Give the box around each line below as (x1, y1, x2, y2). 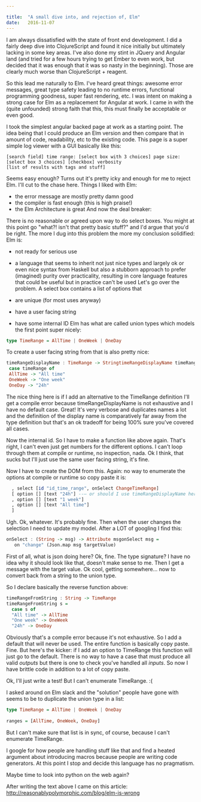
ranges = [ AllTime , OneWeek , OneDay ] (6, 717, 100, 724)
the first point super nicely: (14, 326, 82, 333)
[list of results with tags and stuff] (6, 164, 106, 170)
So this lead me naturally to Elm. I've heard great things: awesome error (6, 79, 183, 87)
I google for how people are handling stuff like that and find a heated (6, 747, 175, 754)
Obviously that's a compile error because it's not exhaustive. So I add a (6, 634, 182, 641)
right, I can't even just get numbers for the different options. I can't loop (6, 443, 182, 450)
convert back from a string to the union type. (6, 572, 117, 579)
